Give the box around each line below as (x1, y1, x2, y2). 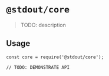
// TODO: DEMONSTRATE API (6, 64, 70, 70)
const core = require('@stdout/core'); (6, 54, 104, 60)
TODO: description (20, 21, 67, 28)
